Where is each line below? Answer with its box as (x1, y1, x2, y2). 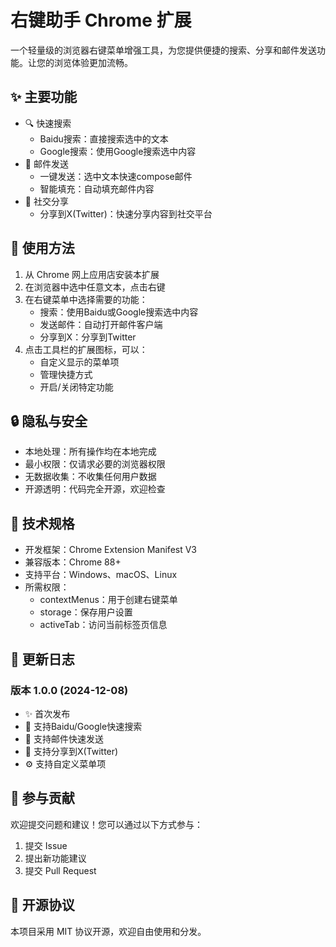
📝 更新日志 (10, 651, 75, 668)
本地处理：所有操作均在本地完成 (24, 446, 157, 458)
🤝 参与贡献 (10, 790, 75, 807)
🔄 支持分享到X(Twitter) (24, 745, 119, 757)
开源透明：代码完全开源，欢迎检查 (24, 483, 166, 495)
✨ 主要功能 (10, 89, 78, 106)
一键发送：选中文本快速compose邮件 (39, 170, 193, 182)
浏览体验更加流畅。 (53, 56, 133, 68)
